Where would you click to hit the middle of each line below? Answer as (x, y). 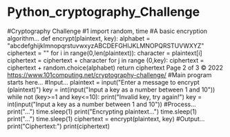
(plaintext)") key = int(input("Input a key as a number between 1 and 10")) (111, 89)
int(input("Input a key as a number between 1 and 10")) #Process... (102, 104)
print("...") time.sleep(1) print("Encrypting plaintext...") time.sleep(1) (102, 112)
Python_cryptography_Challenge (104, 12)
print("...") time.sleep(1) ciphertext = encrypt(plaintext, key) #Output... (106, 118)
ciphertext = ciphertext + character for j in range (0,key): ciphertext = (106, 60)
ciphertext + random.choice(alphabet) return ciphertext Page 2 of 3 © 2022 (115, 67)
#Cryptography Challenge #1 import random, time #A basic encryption (107, 31)
